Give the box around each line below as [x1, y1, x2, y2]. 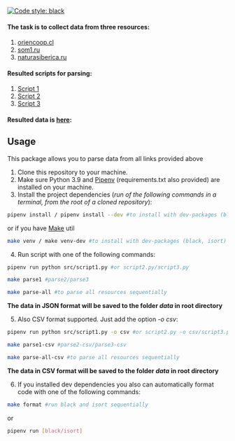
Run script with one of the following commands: [17, 250, 156, 258]
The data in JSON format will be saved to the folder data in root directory [7, 302, 223, 310]
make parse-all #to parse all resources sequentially [7, 289, 168, 296]
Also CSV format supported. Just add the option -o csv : [17, 315, 178, 323]
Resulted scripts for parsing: [7, 69, 92, 77]
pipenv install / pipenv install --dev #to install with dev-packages [7, 211, 218, 218]
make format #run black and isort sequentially [7, 401, 149, 408]
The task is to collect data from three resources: [7, 22, 150, 31]
